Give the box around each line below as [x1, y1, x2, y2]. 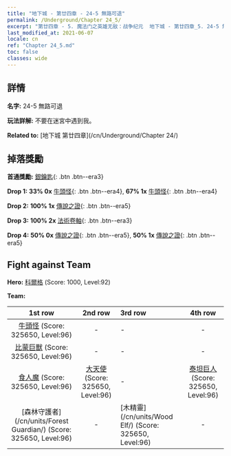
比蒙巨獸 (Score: [14, 342, 69, 352]
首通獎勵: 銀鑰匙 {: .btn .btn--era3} [7, 173, 104, 181]
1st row [28, 308, 55, 318]
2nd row [82, 308, 111, 318]
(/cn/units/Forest [14, 416, 69, 426]
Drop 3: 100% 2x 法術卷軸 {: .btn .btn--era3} [7, 216, 133, 225]
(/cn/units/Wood [120, 412, 173, 422]
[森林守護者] [21, 407, 62, 417]
